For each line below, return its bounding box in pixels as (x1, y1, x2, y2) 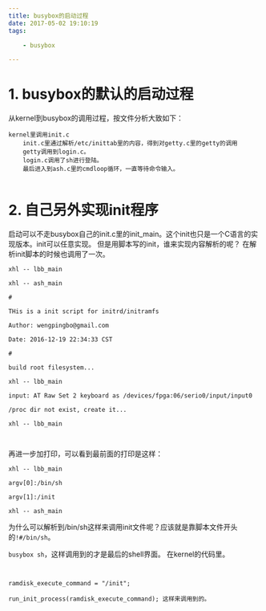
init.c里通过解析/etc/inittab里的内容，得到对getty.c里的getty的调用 (22, 140, 238, 148)
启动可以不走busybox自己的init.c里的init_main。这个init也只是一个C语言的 (8, 230, 252, 239)
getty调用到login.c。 (22, 148, 91, 157)
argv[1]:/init (8, 493, 56, 502)
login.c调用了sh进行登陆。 (22, 157, 103, 165)
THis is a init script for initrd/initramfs (8, 308, 159, 316)
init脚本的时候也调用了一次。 (14, 250, 110, 259)
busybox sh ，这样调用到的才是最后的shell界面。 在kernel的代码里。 (8, 549, 230, 559)
